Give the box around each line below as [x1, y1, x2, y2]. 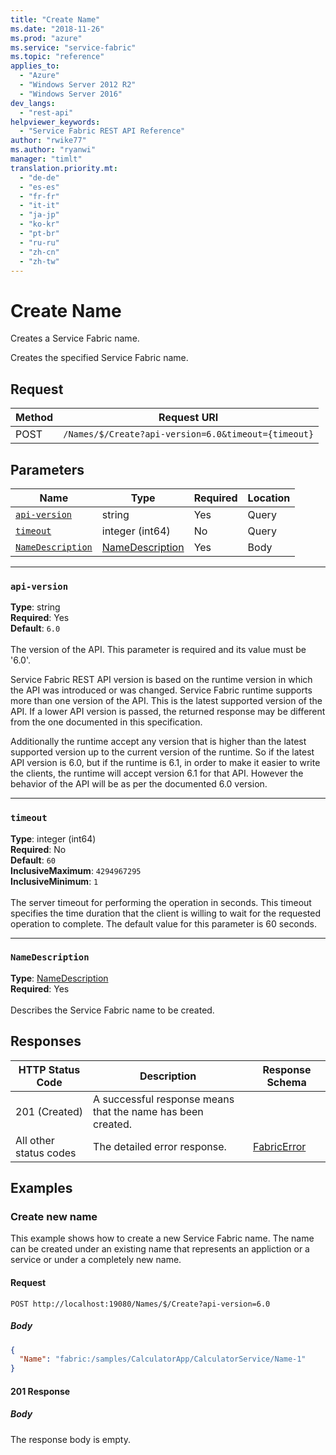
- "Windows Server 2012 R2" [19, 80, 137, 90]
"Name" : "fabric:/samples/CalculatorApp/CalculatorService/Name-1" [19, 1354, 307, 1365]
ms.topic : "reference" [10, 52, 105, 62]
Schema [266, 1075, 307, 1089]
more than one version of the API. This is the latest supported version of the [10, 695, 323, 707]
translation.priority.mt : [10, 163, 118, 173]
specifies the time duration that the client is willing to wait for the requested [10, 907, 321, 919]
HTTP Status [18, 1062, 81, 1076]
